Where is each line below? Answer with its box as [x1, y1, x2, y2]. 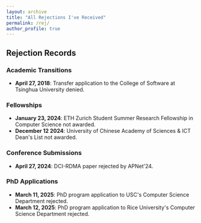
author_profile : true [6, 25, 61, 32]
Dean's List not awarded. [14, 133, 77, 141]
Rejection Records [6, 47, 76, 58]
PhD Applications [6, 177, 58, 186]
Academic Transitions [6, 66, 72, 74]
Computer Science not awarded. [14, 121, 96, 128]
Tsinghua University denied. [14, 85, 85, 93]
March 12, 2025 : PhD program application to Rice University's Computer [14, 204, 196, 211]
